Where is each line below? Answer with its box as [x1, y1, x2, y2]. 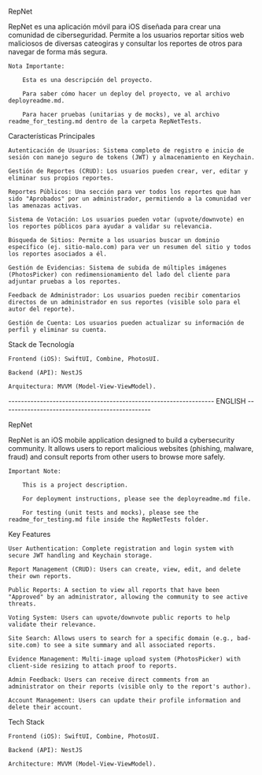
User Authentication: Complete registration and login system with [8, 545, 234, 553]
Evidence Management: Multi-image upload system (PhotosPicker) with [8, 655, 242, 663]
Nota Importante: [8, 62, 65, 70]
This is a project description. [22, 481, 128, 489]
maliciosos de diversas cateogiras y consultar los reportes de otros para [8, 39, 242, 48]
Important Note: [8, 468, 61, 475]
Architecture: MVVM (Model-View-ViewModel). [8, 760, 157, 768]
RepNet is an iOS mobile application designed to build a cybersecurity [8, 435, 234, 445]
